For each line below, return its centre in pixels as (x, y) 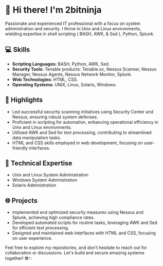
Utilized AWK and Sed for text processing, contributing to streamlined (82, 132)
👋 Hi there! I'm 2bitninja (54, 10)
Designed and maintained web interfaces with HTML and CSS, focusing (84, 233)
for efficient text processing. (40, 228)
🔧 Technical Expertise (39, 163)
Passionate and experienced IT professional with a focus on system (73, 23)
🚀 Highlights (24, 100)
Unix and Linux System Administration (50, 175)
